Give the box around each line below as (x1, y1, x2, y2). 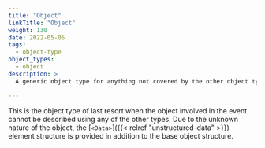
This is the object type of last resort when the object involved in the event (8, 105, 248, 115)
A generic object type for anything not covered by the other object (15, 77, 248, 85)
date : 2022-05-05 (8, 33, 65, 42)
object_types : (8, 56, 55, 64)
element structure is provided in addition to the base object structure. (8, 131, 234, 140)
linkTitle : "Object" (8, 19, 77, 27)
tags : (8, 41, 26, 49)
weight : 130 (8, 26, 47, 34)
